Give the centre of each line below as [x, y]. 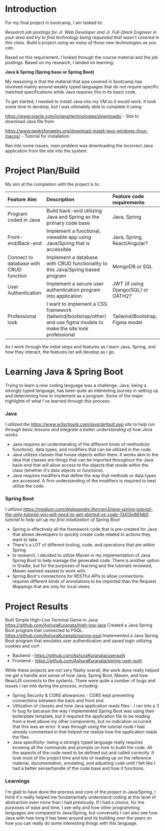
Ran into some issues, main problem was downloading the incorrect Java [79, 145]
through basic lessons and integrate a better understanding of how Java [79, 430]
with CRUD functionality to [77, 263]
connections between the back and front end [58, 701]
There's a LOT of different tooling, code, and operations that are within [83, 545]
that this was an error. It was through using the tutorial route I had [78, 727]
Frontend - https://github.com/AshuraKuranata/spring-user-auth [77, 661]
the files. [21, 737]
